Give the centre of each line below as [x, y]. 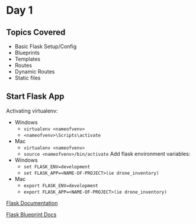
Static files [28, 78]
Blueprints [27, 53]
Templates [27, 59]
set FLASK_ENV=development [57, 167]
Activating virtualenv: [32, 111]
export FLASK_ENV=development [61, 185]
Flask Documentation [32, 203]
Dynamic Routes [35, 71]
